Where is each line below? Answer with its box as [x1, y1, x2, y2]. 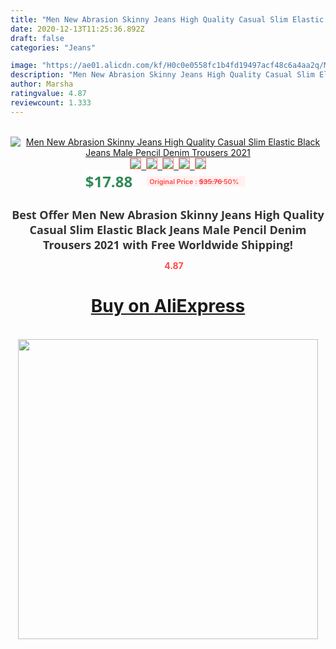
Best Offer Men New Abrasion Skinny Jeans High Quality [11, 206, 325, 223]
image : [10, 61, 38, 71]
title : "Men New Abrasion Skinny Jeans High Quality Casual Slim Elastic [10, 14, 325, 25]
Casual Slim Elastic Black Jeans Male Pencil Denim [29, 221, 307, 238]
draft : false [10, 33, 65, 43]
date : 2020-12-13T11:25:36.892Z [10, 24, 145, 34]
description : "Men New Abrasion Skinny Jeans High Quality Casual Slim [10, 70, 315, 80]
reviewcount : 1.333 [10, 97, 92, 108]
